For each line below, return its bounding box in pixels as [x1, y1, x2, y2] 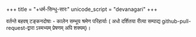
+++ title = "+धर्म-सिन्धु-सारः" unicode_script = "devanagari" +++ [6, 6, 158, 13]
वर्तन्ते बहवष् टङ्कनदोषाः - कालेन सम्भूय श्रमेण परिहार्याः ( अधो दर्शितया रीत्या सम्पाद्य [6, 18, 161, 24]
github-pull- [161, 18, 191, 24]
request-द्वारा [6, 24, 35, 31]
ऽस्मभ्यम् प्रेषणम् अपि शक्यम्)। [35, 24, 91, 31]
